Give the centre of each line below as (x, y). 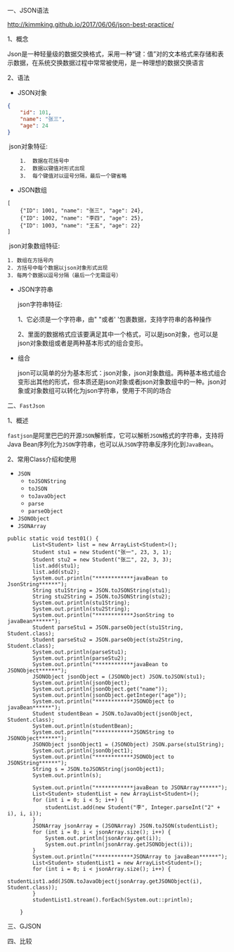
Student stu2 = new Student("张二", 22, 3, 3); (102, 560)
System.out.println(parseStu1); (80, 652)
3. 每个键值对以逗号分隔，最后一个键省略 (73, 176)
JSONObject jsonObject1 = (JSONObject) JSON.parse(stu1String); (129, 745)
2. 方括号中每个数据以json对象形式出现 (58, 268)
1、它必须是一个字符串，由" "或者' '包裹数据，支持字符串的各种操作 (115, 320)
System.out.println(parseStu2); (80, 658)
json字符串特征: (40, 304)
